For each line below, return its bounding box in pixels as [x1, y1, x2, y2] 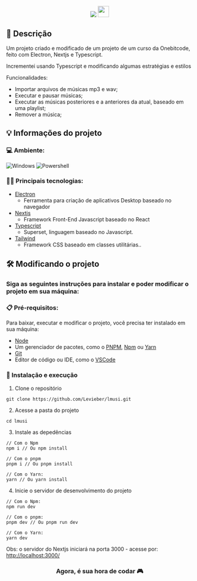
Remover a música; [14, 111, 62, 118]
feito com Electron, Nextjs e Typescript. [6, 51, 103, 58]
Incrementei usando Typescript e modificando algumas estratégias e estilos [6, 63, 192, 70]
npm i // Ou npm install [6, 445, 68, 451]
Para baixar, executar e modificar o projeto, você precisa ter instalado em [6, 319, 186, 327]
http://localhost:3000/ [6, 551, 61, 559]
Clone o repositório [14, 385, 62, 392]
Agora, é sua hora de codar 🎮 [56, 567, 144, 575]
